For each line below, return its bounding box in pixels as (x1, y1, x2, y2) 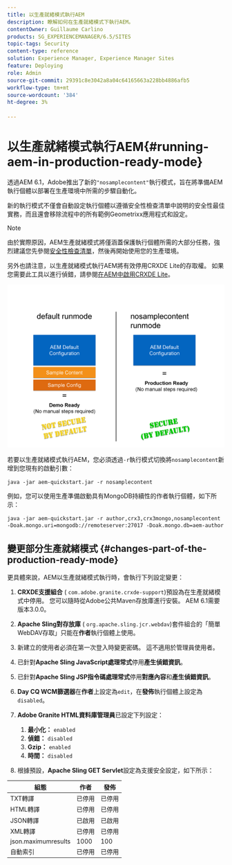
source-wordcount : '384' (7, 91, 79, 98)
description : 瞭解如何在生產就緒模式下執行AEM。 (7, 18, 134, 26)
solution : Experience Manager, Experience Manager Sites (7, 55, 175, 62)
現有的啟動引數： (25, 464, 74, 472)
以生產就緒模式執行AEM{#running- (7, 139, 209, 155)
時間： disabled (27, 751, 72, 760)
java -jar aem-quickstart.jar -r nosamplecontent (7, 479, 153, 486)
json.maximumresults (10, 837, 71, 845)
